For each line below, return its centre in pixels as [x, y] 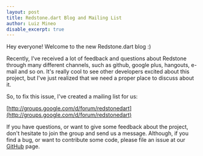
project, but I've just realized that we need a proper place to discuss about [100, 78]
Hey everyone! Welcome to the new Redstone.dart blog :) [79, 47]
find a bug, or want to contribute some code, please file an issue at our [96, 140]
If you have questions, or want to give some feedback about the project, [98, 127]
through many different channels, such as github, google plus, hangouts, [98, 65]
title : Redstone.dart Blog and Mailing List [64, 18]
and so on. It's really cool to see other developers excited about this [104, 72]
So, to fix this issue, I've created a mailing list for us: [72, 96]
